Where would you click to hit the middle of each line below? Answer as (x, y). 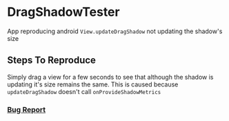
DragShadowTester (63, 12)
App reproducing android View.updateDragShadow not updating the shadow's (115, 31)
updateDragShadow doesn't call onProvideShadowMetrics (84, 91)
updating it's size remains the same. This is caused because (93, 84)
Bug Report (27, 109)
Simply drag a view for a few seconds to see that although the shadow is (110, 77)
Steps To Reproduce (52, 60)
